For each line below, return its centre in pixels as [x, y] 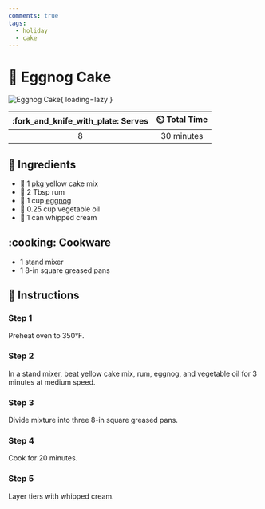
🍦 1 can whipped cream [58, 217]
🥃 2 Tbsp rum [42, 192]
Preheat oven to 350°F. [46, 335]
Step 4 [21, 441]
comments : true [34, 16]
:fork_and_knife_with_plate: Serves [81, 120]
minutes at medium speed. [52, 382]
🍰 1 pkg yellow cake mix [59, 183]
